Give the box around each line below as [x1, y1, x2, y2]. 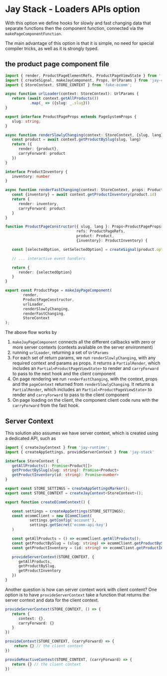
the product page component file [5, 60, 109, 68]
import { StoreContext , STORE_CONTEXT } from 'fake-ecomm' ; [5, 82, 133, 88]
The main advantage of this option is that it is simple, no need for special [5, 40, 154, 46]
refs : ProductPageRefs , [76, 229, 126, 234]
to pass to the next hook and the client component [12, 371, 116, 377]
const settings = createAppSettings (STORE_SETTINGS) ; [11, 509, 126, 514]
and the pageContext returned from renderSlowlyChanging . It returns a [12, 381, 154, 387]
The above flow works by [5, 330, 57, 336]
